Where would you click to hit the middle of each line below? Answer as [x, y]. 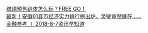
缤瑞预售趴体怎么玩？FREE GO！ [46, 9]
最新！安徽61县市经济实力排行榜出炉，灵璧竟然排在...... [74, 16]
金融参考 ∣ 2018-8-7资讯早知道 [46, 24]
